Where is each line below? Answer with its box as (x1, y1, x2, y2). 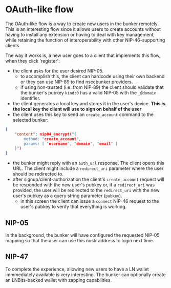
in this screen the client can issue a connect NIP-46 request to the (20, 198, 159, 204)
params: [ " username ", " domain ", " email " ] (24, 141, 118, 146)
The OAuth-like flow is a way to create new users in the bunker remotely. (5, 21, 159, 27)
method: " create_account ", (24, 136, 81, 142)
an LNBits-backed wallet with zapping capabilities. (5, 277, 112, 283)
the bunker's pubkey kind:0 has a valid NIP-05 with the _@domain (20, 89, 157, 95)
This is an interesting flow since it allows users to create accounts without (5, 26, 161, 32)
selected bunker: (12, 117, 49, 123)
